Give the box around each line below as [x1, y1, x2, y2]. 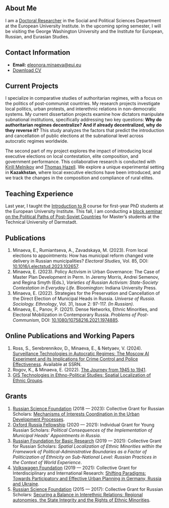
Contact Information [5, 48, 71, 57]
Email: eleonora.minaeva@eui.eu [12, 62, 82, 68]
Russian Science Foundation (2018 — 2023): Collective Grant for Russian [12, 405, 164, 411]
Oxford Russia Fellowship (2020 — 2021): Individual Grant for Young [12, 421, 155, 428]
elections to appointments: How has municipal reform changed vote [12, 252, 154, 259]
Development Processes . [12, 416, 65, 422]
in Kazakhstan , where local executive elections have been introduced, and [5, 170, 161, 176]
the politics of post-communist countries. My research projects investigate [5, 101, 160, 107]
